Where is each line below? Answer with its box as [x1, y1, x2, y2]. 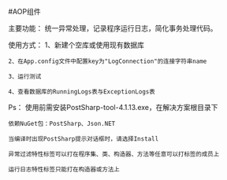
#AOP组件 [8, 7, 41, 16]
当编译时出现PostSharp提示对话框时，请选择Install [8, 135, 159, 143]
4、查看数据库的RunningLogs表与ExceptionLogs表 [8, 88, 155, 96]
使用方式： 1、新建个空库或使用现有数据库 [8, 40, 144, 50]
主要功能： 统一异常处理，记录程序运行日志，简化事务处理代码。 [8, 24, 218, 33]
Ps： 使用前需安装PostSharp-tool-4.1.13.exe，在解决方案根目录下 [8, 103, 218, 112]
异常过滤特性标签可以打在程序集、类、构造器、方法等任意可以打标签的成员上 [8, 150, 220, 158]
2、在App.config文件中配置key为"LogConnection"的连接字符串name [8, 57, 207, 65]
